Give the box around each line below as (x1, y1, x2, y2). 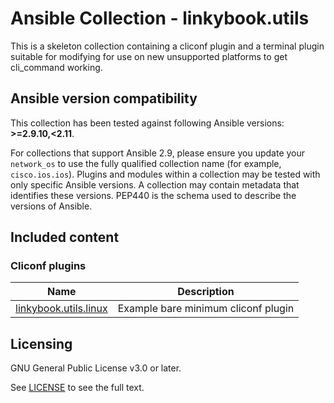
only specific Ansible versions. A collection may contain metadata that (10, 178, 300, 191)
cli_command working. (10, 61, 103, 73)
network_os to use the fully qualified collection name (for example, (10, 157, 282, 169)
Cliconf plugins (10, 259, 87, 273)
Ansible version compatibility (10, 90, 198, 107)
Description (177, 285, 235, 299)
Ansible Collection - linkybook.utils (10, 7, 310, 30)
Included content (10, 229, 120, 246)
